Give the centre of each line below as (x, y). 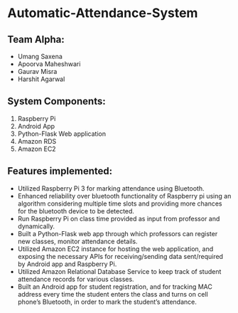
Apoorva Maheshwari (49, 64)
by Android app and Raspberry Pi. (67, 264)
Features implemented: (60, 171)
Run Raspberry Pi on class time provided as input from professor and (119, 218)
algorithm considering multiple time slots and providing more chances (120, 203)
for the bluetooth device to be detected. (76, 211)
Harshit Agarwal (41, 79)
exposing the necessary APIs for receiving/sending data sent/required (120, 256)
